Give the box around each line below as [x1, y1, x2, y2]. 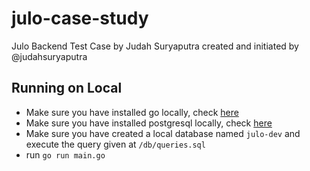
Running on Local [11, 80, 123, 97]
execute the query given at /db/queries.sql [25, 138, 206, 150]
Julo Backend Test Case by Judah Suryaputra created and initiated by [11, 40, 299, 52]
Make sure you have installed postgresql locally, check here [25, 117, 273, 129]
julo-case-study [11, 7, 149, 30]
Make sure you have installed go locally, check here [25, 106, 239, 118]
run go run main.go [25, 148, 106, 161]
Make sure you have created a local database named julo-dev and [25, 127, 301, 139]
